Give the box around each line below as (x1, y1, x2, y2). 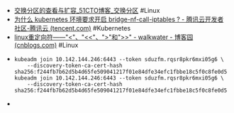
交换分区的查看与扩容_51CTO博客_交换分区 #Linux (13, 6, 160, 14)
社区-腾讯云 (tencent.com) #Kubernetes (13, 24, 131, 32)
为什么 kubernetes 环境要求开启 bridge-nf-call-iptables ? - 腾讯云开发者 (13, 15, 224, 23)
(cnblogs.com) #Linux (13, 41, 79, 49)
